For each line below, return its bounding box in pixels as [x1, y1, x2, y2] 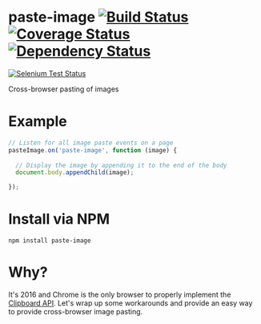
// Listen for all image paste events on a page [8, 139, 174, 147]
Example [8, 112, 67, 131]
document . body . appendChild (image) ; [15, 168, 135, 176]
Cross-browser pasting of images [8, 84, 119, 94]
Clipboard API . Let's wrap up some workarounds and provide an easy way [8, 298, 253, 308]
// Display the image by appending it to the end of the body [15, 161, 227, 169]
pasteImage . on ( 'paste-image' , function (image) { [8, 146, 178, 154]
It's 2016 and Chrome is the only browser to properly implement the [8, 290, 231, 299]
